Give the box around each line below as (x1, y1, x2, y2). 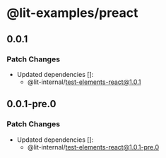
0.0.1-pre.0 (6, 98, 57, 110)
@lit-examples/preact (6, 5, 138, 21)
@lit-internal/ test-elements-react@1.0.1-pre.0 (27, 142, 160, 151)
